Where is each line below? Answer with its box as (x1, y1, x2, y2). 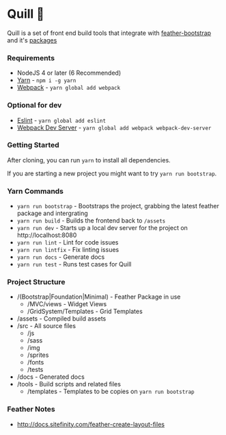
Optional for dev (7, 101, 62, 110)
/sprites (27, 351, 49, 359)
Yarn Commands (7, 186, 63, 196)
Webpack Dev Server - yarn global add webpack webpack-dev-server (16, 123, 212, 132)
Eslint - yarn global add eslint (16, 116, 107, 124)
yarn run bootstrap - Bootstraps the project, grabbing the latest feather (16, 202, 220, 210)
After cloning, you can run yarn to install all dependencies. (7, 156, 171, 164)
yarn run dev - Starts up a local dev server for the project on (16, 224, 188, 232)
